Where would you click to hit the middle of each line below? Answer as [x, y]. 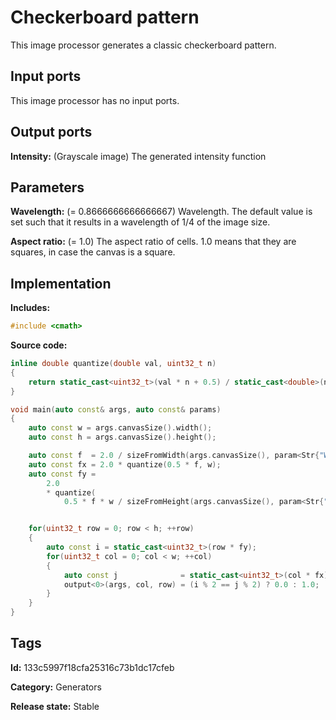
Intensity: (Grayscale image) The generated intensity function [138, 156]
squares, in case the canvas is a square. [93, 252]
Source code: [39, 345]
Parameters [47, 187]
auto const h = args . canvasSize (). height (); [122, 437]
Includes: [30, 308]
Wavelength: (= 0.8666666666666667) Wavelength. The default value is [161, 212]
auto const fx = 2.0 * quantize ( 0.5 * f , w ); [125, 464]
